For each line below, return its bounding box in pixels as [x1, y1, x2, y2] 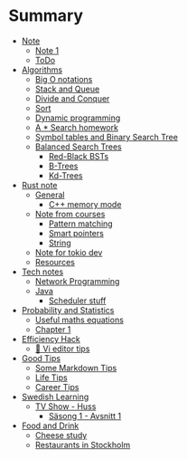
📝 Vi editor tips [34, 343, 90, 354]
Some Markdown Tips [34, 362, 117, 373]
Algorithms [21, 64, 63, 75]
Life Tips [34, 372, 69, 383]
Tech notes [21, 266, 64, 277]
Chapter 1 [34, 323, 71, 335]
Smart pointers [48, 227, 105, 238]
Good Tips [21, 352, 61, 363]
